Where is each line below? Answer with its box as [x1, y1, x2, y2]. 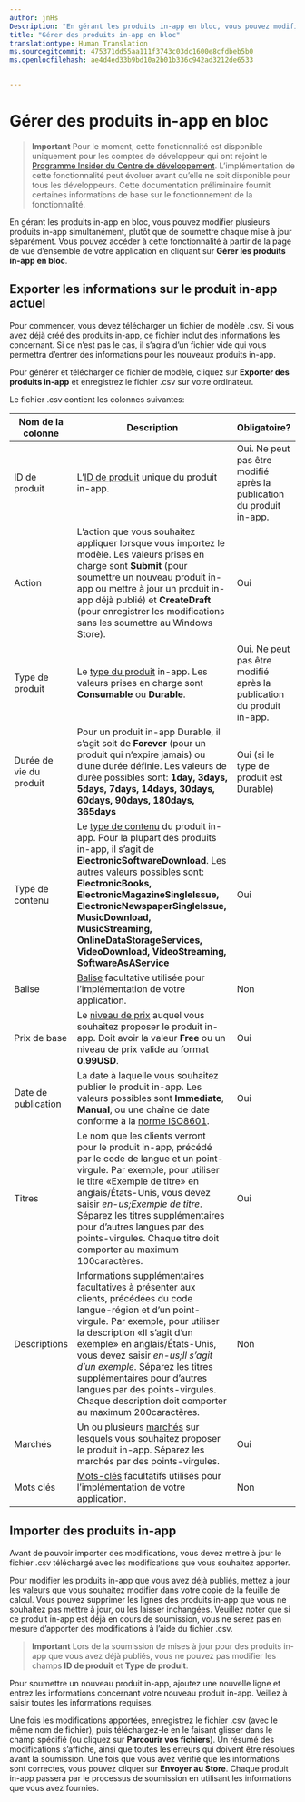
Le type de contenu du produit [76, 820, 206, 833]
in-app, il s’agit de [76, 843, 154, 855]
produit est [236, 771, 283, 784]
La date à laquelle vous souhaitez [76, 1068, 220, 1081]
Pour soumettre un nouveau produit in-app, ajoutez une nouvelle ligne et [9, 1677, 281, 1688]
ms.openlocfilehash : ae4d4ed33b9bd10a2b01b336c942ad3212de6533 [9, 56, 254, 65]
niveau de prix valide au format [76, 1043, 209, 1056]
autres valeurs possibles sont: [76, 866, 204, 878]
